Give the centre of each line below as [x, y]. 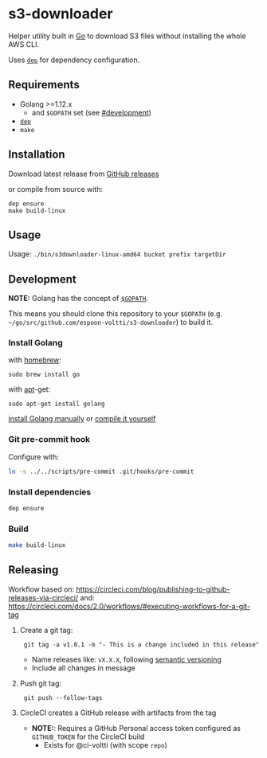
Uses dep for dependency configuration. [74, 60]
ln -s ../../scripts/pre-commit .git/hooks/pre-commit [101, 471]
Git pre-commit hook [49, 440]
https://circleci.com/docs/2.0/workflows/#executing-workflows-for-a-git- [130, 606]
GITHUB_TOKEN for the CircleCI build [88, 737]
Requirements [44, 85]
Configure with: [34, 457]
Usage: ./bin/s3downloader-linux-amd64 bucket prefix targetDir [117, 254]
